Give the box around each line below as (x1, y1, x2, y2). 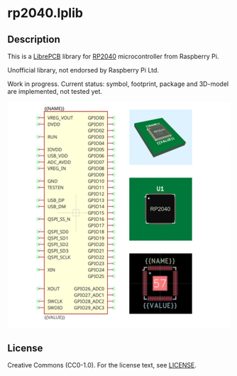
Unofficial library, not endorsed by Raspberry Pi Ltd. (7, 66, 160, 74)
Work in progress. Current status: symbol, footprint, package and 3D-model (7, 80, 229, 88)
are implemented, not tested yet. (7, 87, 103, 95)
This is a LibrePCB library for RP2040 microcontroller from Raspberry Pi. (7, 52, 219, 60)
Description (7, 33, 60, 45)
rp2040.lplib (7, 5, 84, 21)
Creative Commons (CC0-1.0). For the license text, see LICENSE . (7, 361, 197, 370)
